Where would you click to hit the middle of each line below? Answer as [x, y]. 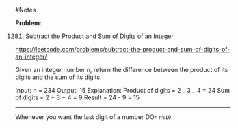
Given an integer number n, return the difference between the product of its [122, 70]
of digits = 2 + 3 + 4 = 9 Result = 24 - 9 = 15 [78, 97]
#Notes [26, 10]
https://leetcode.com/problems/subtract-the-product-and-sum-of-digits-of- [123, 49]
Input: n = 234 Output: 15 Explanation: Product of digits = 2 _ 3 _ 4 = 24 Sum [123, 90]
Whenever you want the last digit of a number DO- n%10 [93, 117]
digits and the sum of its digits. [58, 77]
